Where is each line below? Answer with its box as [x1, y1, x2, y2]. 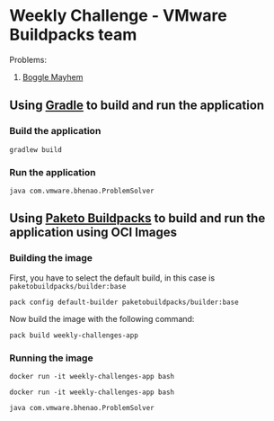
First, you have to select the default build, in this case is [9, 272, 216, 283]
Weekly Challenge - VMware [9, 5, 227, 26]
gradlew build [9, 145, 63, 154]
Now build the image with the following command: [9, 313, 195, 324]
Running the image [9, 352, 93, 364]
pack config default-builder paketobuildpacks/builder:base [9, 298, 240, 307]
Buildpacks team [9, 24, 137, 45]
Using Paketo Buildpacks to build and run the [9, 210, 266, 226]
